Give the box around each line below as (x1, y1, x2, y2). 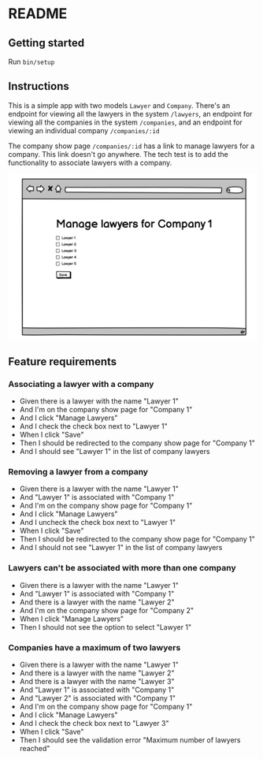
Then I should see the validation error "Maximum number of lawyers (19, 735, 241, 745)
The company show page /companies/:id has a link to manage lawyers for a (8, 141, 255, 151)
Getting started (8, 36, 85, 50)
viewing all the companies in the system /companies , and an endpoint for (8, 117, 243, 127)
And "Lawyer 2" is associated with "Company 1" (19, 694, 176, 703)
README (8, 5, 68, 23)
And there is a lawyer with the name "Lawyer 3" (19, 677, 175, 686)
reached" (19, 744, 50, 753)
